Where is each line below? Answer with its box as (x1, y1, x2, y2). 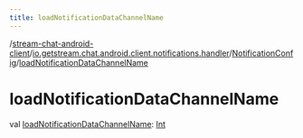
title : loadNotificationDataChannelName (9, 13, 165, 23)
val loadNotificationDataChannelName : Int (9, 118, 166, 129)
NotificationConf (232, 47, 294, 59)
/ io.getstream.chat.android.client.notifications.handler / (29, 47, 232, 59)
